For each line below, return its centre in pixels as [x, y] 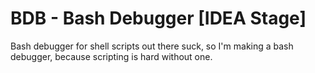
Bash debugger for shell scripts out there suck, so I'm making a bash [152, 46]
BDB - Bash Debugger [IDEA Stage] [158, 18]
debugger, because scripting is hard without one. [111, 56]
